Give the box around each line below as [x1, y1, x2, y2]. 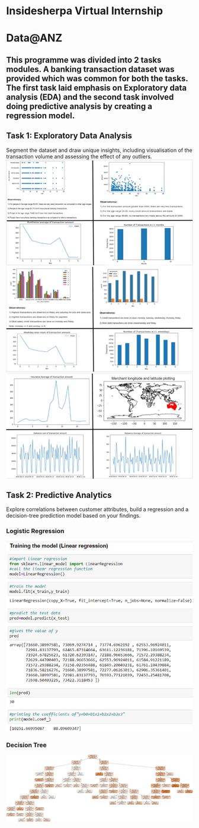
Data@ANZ [6, 31, 63, 45]
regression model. [6, 110, 75, 120]
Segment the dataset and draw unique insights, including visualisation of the [6, 147, 192, 154]
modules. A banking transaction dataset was [6, 64, 175, 74]
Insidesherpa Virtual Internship [6, 4, 163, 18]
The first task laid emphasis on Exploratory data [6, 83, 187, 93]
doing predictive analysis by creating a [6, 101, 153, 111]
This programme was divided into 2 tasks [6, 55, 162, 65]
